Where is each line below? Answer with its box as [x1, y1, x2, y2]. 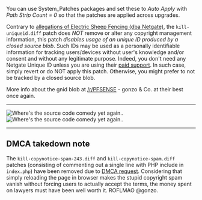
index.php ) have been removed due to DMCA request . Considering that [6, 168, 182, 175]
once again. [6, 92, 35, 99]
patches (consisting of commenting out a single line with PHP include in [6, 161, 184, 168]
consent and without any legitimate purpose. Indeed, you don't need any [6, 55, 186, 62]
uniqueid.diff [6, 31, 42, 37]
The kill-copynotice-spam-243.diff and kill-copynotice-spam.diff [6, 154, 176, 162]
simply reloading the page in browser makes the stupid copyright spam [6, 174, 183, 181]
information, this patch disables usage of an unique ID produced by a [6, 36, 179, 43]
